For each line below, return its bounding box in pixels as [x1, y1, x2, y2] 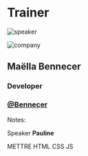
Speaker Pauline [7, 129, 54, 137]
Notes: [7, 115, 26, 124]
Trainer [7, 5, 49, 21]
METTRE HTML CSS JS [7, 142, 74, 151]
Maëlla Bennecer [7, 60, 81, 73]
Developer [7, 81, 43, 91]
